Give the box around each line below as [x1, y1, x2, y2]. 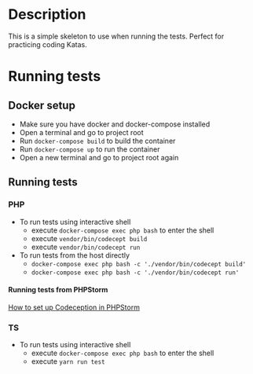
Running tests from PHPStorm [8, 285, 108, 295]
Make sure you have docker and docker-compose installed [19, 119, 211, 129]
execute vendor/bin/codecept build [31, 233, 148, 243]
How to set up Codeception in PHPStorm [8, 302, 140, 312]
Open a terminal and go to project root [19, 127, 144, 137]
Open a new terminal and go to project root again [19, 152, 179, 162]
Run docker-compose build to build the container [19, 136, 176, 145]
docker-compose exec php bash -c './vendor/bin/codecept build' [31, 260, 247, 268]
